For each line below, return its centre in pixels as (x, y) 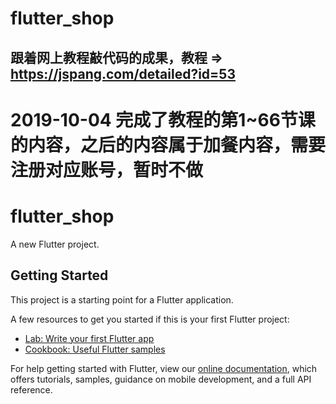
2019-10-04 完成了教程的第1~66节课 (163, 119)
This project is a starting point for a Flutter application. (122, 299)
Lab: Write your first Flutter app (89, 338)
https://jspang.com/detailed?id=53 (123, 73)
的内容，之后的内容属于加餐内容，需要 (168, 144)
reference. (31, 389)
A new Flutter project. (55, 244)
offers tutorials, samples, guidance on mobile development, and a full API (161, 379)
